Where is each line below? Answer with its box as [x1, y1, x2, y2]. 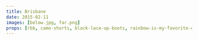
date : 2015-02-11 [6, 14, 49, 20]
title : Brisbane [6, 8, 46, 15]
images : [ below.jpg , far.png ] [6, 19, 81, 25]
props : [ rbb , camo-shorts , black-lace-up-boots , [6, 25, 128, 31]
